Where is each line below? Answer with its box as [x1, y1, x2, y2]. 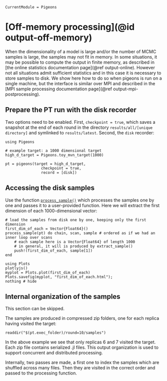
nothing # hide [5, 279, 37, 284]
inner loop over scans [5, 235, 52, 240]
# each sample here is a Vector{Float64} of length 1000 [14, 239, 135, 244]
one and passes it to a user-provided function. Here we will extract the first [5, 202, 160, 208]
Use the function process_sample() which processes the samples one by [5, 197, 154, 203]
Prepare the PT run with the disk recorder [5, 106, 136, 114]
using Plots [5, 261, 30, 266]
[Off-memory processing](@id [5, 22, 135, 33]
